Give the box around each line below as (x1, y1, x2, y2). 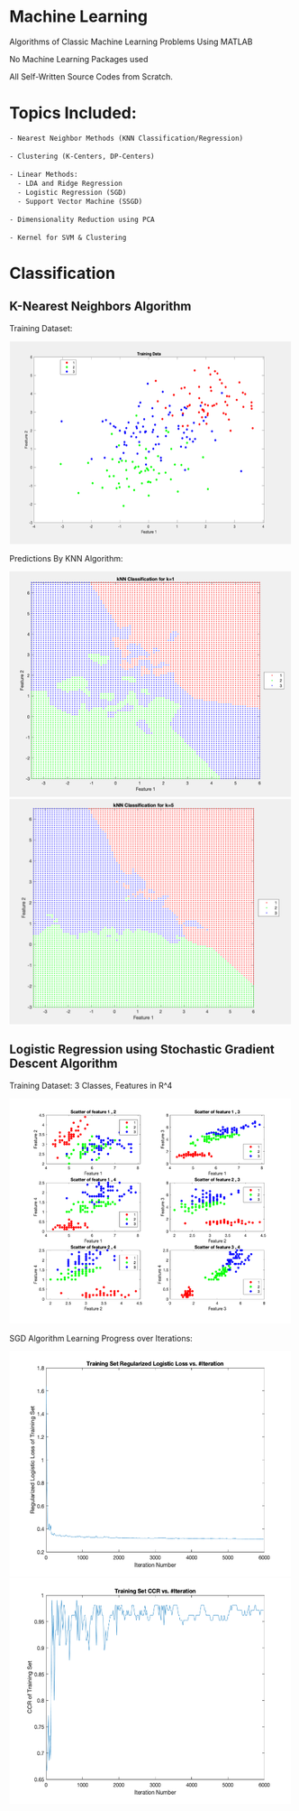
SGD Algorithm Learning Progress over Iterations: (9, 1333, 194, 1343)
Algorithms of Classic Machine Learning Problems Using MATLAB (9, 36, 253, 47)
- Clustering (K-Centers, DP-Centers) (9, 152, 155, 161)
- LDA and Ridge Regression (17, 179, 123, 188)
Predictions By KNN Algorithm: (9, 553, 123, 563)
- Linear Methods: (9, 170, 78, 179)
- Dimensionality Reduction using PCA (9, 215, 155, 224)
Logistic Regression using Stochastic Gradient (9, 1042, 275, 1057)
